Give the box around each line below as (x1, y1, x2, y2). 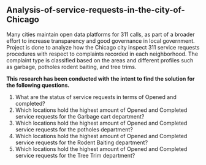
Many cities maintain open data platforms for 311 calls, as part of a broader (6, 31, 195, 38)
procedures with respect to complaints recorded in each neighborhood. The (6, 50, 198, 57)
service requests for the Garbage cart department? (15, 112, 145, 120)
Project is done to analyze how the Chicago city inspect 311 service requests (6, 43, 200, 51)
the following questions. (6, 81, 70, 89)
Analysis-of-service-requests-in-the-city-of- (6, 5, 185, 15)
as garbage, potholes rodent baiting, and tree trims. (6, 63, 137, 70)
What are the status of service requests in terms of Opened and (15, 93, 177, 100)
